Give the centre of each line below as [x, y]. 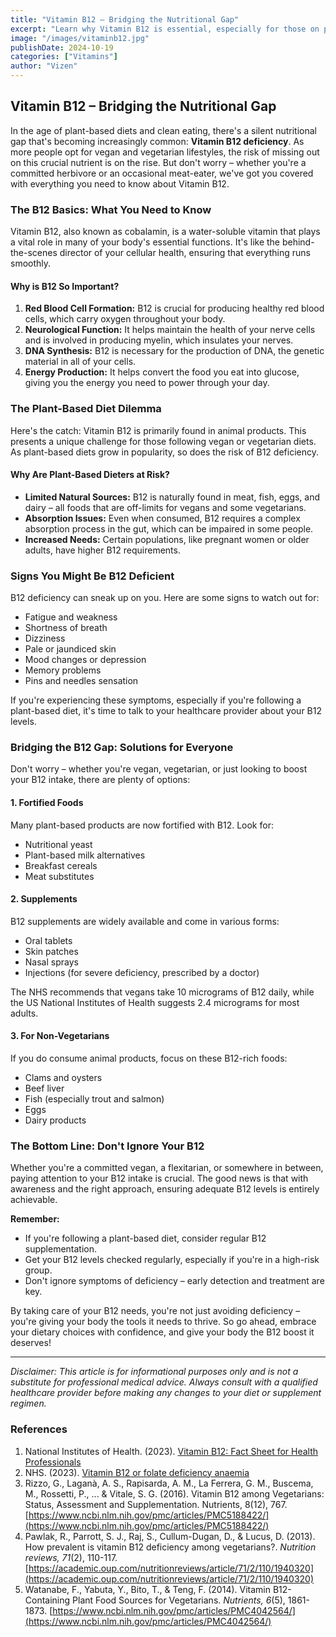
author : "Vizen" [44, 66]
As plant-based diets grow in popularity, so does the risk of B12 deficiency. [164, 452]
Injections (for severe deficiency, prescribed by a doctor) [142, 972]
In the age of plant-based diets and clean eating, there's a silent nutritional [163, 130]
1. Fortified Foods [47, 802]
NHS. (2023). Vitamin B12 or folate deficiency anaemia [137, 1472]
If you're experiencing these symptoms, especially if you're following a [156, 700]
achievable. [34, 1200]
